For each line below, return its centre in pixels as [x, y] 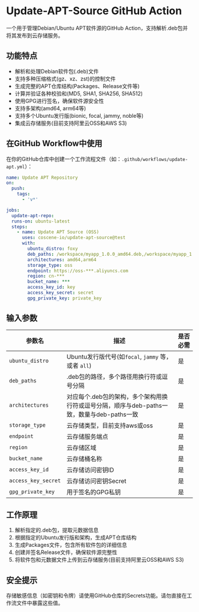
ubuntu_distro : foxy [53, 249]
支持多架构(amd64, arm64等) [50, 108]
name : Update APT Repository [42, 178]
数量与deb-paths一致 [108, 414]
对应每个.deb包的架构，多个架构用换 [117, 397]
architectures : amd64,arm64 [62, 260]
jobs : [13, 210]
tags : [24, 194]
